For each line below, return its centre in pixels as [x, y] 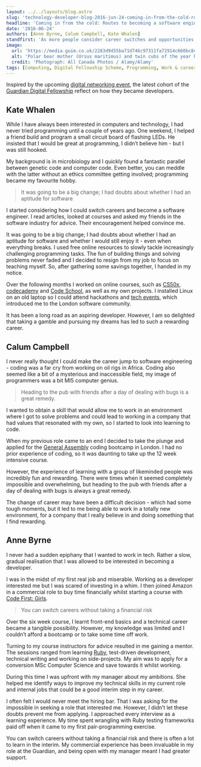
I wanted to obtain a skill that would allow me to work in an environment [94, 410]
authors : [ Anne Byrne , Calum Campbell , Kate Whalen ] [73, 34]
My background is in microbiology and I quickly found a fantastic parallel [96, 161]
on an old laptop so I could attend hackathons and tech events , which [92, 297]
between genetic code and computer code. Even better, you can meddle [95, 168]
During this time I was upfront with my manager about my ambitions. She [96, 676]
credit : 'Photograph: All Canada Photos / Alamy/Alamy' [83, 62]
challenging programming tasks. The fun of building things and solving [93, 254]
